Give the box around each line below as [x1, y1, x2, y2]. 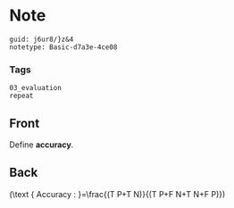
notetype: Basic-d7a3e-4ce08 [9, 42, 118, 52]
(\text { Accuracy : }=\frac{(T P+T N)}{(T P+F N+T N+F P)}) [9, 188, 226, 199]
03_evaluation [9, 84, 63, 93]
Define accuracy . [9, 139, 74, 150]
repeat [9, 91, 34, 101]
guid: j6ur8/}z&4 [9, 35, 74, 44]
